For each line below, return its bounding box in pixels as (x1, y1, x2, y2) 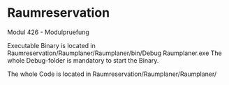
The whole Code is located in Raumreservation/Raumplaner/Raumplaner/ (7, 70, 217, 78)
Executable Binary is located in (7, 41, 96, 49)
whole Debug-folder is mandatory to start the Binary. (7, 56, 159, 64)
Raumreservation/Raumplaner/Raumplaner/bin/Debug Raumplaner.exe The (7, 49, 222, 57)
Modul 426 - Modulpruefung (7, 28, 89, 36)
